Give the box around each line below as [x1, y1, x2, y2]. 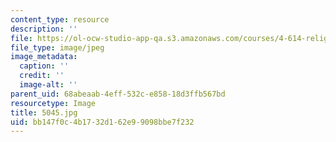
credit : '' [19, 71, 65, 81]
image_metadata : [10, 52, 78, 62]
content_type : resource [10, 14, 110, 25]
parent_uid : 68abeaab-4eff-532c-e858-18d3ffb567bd [10, 89, 226, 99]
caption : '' [19, 61, 70, 71]
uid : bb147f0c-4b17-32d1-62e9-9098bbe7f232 [10, 117, 195, 127]
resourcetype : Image [10, 98, 97, 108]
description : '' [10, 24, 78, 34]
